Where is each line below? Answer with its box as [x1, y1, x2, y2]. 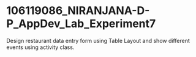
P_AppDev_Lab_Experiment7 [6, 17, 156, 31]
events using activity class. [6, 44, 75, 51]
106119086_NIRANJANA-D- [6, 4, 150, 18]
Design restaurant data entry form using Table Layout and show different [6, 37, 190, 44]
